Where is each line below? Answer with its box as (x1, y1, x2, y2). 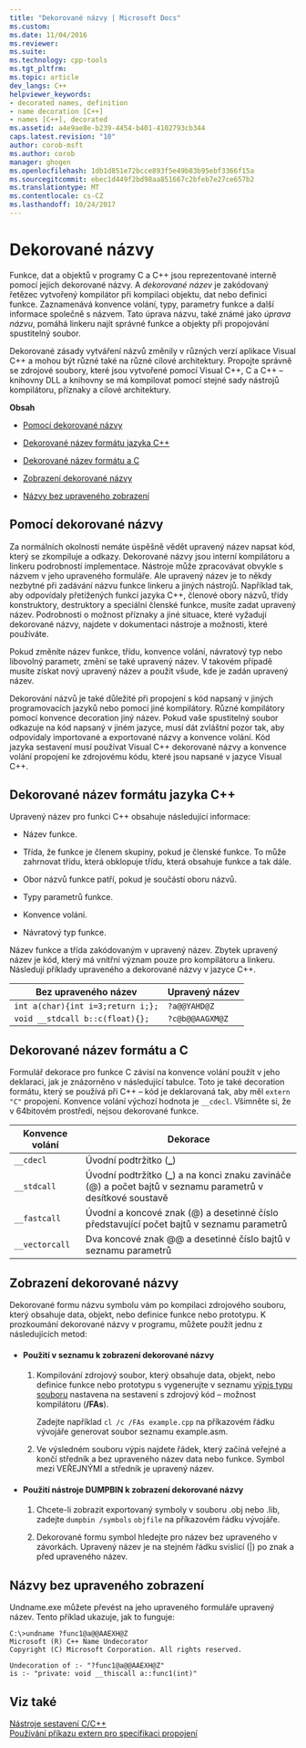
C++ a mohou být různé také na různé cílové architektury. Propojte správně (9, 355, 292, 366)
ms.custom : (9, 22, 51, 31)
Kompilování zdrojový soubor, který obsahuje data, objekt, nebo (36, 1370, 276, 1381)
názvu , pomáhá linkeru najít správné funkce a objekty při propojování (9, 318, 270, 329)
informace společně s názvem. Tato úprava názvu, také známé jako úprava (9, 308, 291, 319)
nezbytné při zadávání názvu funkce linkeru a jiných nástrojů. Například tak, (9, 580, 293, 591)
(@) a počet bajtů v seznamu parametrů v (85, 1180, 264, 1193)
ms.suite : (9, 47, 47, 57)
